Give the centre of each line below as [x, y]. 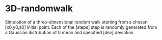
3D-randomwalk [39, 9]
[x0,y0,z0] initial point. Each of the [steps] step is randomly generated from [81, 27]
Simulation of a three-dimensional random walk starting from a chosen [77, 22]
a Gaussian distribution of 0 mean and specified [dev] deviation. [70, 32]
